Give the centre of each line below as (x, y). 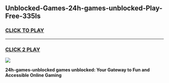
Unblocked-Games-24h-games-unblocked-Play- (84, 8)
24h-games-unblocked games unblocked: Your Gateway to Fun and (77, 69)
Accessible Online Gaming (33, 75)
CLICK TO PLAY (25, 31)
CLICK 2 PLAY (23, 49)
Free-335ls (23, 16)
